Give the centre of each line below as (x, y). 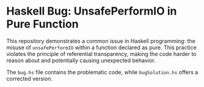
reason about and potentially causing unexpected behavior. (81, 60)
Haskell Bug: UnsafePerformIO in (92, 11)
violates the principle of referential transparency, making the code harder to (101, 54)
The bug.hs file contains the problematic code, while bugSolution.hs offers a (102, 72)
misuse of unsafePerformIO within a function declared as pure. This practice (101, 47)
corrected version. (30, 78)
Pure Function (42, 24)
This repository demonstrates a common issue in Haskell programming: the (101, 41)
